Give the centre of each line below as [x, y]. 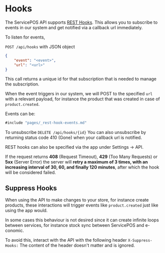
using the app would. [26, 211]
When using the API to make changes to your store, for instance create [77, 200]
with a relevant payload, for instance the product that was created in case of [82, 99]
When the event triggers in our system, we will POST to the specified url [79, 94]
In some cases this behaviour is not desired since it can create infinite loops [82, 220]
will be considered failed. [31, 172]
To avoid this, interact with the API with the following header [66, 240]
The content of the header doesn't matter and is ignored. [77, 246]
